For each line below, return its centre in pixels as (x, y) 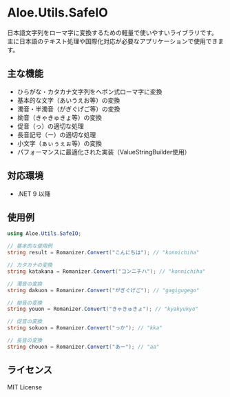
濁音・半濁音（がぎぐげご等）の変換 (69, 109)
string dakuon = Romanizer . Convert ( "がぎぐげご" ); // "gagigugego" (103, 290)
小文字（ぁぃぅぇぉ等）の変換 (59, 143)
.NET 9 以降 (34, 194)
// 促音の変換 (25, 322)
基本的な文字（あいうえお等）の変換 (69, 100)
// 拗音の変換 (25, 303)
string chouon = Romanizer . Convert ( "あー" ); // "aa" (83, 347)
